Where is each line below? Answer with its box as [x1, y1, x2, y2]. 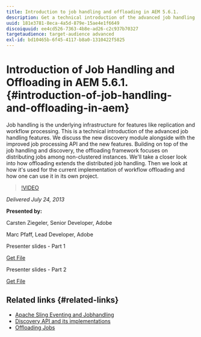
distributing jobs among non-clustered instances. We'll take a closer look [6, 153, 187, 160]
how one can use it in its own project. [6, 172, 99, 180]
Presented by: [6, 207, 42, 215]
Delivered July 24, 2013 [6, 195, 65, 203]
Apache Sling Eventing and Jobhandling [14, 311, 114, 318]
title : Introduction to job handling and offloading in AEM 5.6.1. [6, 8, 179, 15]
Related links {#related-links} [6, 295, 119, 305]
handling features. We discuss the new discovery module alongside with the [6, 134, 196, 141]
